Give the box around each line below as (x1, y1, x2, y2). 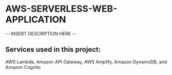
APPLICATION (5, 14, 66, 25)
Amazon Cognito (5, 64, 41, 70)
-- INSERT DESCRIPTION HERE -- (5, 30, 77, 36)
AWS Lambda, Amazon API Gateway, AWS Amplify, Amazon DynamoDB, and (5, 59, 167, 65)
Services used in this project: (5, 45, 101, 54)
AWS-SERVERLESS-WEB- (5, 3, 118, 15)
